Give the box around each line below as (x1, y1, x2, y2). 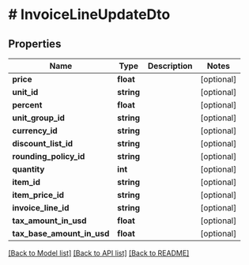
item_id (12, 176, 41, 187)
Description (147, 61, 193, 71)
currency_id (12, 125, 58, 136)
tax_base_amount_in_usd (12, 228, 110, 239)
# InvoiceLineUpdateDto (8, 6, 171, 24)
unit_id (12, 87, 39, 97)
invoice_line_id (12, 203, 70, 213)
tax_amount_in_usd (12, 215, 87, 226)
